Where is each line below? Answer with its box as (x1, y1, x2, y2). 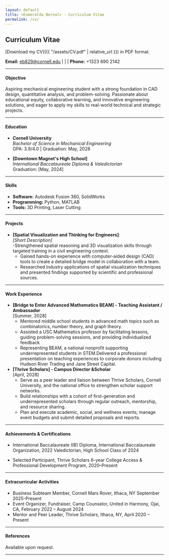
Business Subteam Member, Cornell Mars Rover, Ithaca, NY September (12, 490, 160, 496)
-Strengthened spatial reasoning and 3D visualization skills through (12, 242, 152, 248)
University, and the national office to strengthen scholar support (20, 383, 153, 389)
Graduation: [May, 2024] (12, 166, 64, 172)
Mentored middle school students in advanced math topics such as (20, 318, 159, 324)
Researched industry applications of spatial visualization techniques (20, 264, 161, 270)
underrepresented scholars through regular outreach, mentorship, (20, 399, 157, 405)
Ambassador (12, 307, 41, 314)
